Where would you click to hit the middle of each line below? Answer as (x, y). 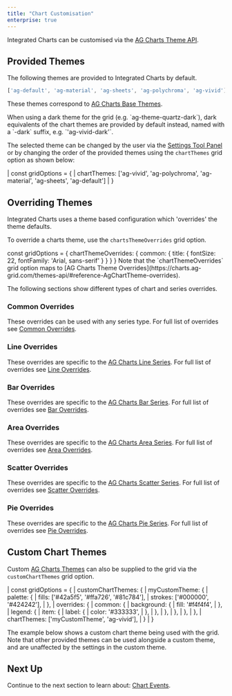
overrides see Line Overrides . (49, 369)
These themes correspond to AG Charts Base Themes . (85, 104)
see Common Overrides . (42, 329)
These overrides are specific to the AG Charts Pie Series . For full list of (108, 523)
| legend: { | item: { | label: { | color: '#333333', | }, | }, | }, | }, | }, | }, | (105, 612)
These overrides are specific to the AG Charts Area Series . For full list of (110, 442)
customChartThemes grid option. (51, 576)
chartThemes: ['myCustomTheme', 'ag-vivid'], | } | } (80, 619)
